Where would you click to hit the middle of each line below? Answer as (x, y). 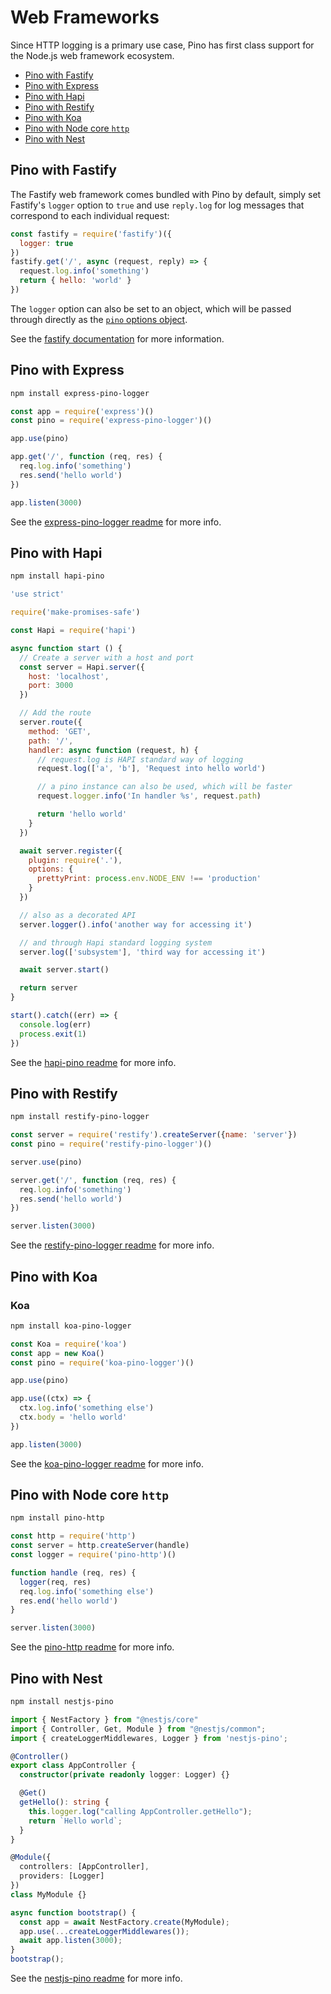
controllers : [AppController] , (84, 1867)
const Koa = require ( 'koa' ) (69, 1344)
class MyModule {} (48, 1894)
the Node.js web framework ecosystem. (92, 55)
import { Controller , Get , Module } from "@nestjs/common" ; (138, 1729)
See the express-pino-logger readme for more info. (116, 522)
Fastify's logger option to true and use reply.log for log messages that (157, 205)
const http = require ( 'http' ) (73, 1536)
